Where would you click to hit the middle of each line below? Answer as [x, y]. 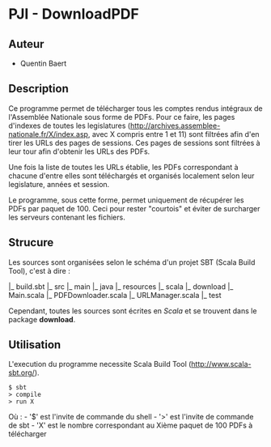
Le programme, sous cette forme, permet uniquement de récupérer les [126, 200]
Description [38, 89]
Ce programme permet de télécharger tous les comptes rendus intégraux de [135, 108]
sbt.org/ [21, 372]
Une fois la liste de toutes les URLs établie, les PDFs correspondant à [123, 167]
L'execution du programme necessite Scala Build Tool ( [100, 364]
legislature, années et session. [59, 184]
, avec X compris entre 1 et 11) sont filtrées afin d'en [174, 134]
